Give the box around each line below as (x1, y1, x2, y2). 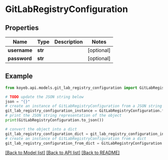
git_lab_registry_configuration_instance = (5, 108, 97, 113)
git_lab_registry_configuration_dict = (5, 131, 88, 136)
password (7, 55, 32, 62)
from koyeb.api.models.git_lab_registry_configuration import (5, 85, 137, 90)
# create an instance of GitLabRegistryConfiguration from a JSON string (5, 104, 162, 109)
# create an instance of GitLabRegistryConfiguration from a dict (5, 136, 146, 141)
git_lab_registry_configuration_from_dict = (5, 140, 99, 146)
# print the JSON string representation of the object (5, 113, 122, 118)
